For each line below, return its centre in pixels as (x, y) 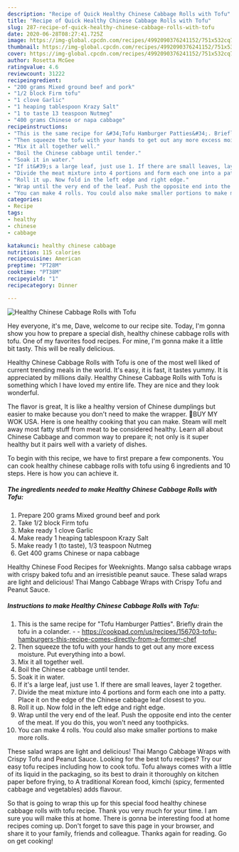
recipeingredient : (34, 80)
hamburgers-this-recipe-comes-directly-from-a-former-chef (107, 639)
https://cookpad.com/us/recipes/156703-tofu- (149, 631)
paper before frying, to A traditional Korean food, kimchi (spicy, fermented (116, 781)
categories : (25, 200)
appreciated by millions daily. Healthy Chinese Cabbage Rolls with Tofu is (115, 377)
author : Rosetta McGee (41, 61)
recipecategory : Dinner (43, 285)
